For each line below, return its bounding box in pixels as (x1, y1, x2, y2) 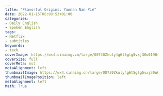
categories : (5, 16, 29, 21)
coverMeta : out (5, 61, 36, 66)
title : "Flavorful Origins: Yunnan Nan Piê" (5, 7, 97, 12)
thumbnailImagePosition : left (5, 75, 66, 80)
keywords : (5, 43, 25, 48)
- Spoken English (5, 25, 40, 30)
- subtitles (5, 39, 29, 44)
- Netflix (5, 34, 25, 39)
